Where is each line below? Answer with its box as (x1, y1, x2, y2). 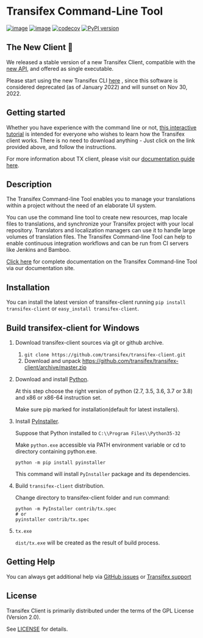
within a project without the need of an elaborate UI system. (6, 202, 157, 209)
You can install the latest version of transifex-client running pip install (6, 298, 186, 306)
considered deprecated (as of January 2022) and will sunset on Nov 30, (6, 83, 188, 90)
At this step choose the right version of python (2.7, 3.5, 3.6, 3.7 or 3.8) (15, 387, 193, 395)
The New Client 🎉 (6, 42, 73, 53)
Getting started (6, 108, 66, 118)
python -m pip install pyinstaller (15, 460, 106, 466)
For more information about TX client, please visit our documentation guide (6, 155, 195, 163)
